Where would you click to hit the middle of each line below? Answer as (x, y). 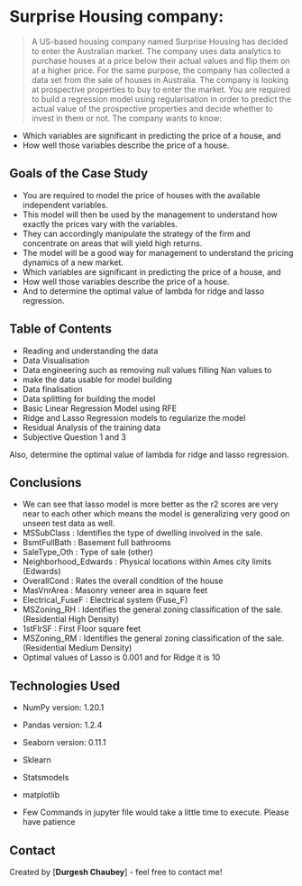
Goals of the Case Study (79, 174)
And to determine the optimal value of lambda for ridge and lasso (143, 291)
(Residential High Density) (71, 619)
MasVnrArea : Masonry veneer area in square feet (115, 590)
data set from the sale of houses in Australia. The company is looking (160, 79)
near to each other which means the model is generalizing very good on (156, 514)
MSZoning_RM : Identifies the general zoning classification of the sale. (153, 638)
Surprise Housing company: (117, 17)
